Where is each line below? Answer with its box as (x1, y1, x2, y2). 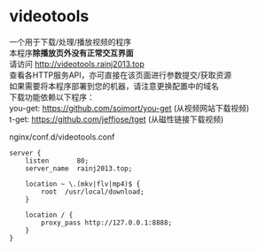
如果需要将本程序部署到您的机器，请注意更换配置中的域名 (9, 80, 219, 91)
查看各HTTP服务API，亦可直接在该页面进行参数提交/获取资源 (9, 69, 232, 80)
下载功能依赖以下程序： (9, 91, 95, 103)
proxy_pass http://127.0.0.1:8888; (41, 218, 173, 227)
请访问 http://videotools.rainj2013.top (9, 58, 145, 69)
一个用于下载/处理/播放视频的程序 (9, 36, 132, 47)
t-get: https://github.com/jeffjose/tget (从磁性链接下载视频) (9, 113, 224, 125)
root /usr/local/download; (41, 187, 145, 196)
